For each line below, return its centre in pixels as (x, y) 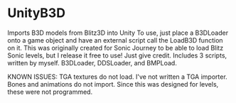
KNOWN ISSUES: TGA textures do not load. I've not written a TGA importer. (117, 77)
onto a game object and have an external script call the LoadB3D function (115, 40)
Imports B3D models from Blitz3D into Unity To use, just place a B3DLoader (118, 33)
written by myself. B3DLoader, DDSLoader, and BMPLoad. (92, 63)
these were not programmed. (50, 92)
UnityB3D (37, 13)
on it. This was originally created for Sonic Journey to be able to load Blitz (116, 48)
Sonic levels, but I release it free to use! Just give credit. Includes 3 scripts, (117, 55)
